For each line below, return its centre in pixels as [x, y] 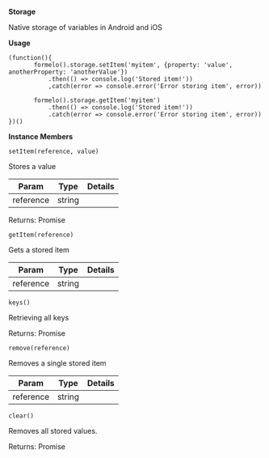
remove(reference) [39, 348]
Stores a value [32, 166]
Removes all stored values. [53, 431]
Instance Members [41, 136]
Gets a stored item [39, 250]
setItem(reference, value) [54, 151]
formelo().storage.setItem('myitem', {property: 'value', [133, 65]
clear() [21, 416]
